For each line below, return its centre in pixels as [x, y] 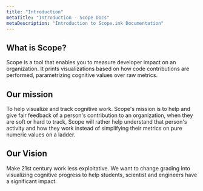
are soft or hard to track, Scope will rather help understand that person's [97, 122]
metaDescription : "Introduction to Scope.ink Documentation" [85, 23]
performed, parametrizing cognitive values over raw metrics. [82, 75]
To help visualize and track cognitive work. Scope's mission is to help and [98, 109]
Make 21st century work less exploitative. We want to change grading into [98, 168]
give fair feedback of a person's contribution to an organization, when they [100, 115]
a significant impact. [32, 181]
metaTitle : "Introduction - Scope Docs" [58, 18]
